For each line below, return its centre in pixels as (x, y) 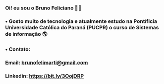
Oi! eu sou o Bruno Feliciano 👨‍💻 (43, 8)
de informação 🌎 (26, 34)
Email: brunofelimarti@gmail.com (47, 63)
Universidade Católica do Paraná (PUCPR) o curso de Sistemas (82, 27)
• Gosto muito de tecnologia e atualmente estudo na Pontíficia (81, 21)
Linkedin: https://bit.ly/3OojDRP (45, 76)
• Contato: (18, 49)
